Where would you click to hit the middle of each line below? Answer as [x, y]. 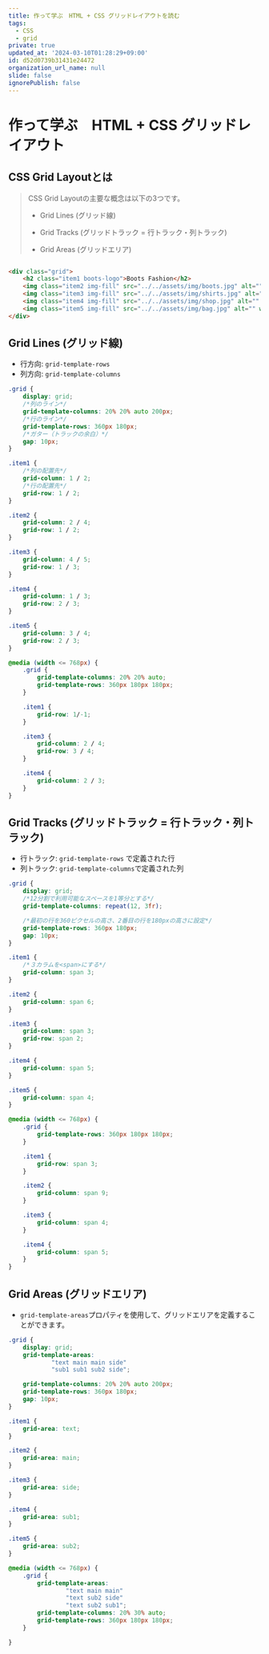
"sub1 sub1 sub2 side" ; [90, 1370]
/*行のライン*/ [45, 419]
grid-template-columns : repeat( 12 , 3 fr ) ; [92, 906]
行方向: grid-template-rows [65, 364]
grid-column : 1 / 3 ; [57, 596]
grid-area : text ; [52, 1428]
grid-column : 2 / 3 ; [71, 780]
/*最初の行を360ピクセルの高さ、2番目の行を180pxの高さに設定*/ [118, 920]
